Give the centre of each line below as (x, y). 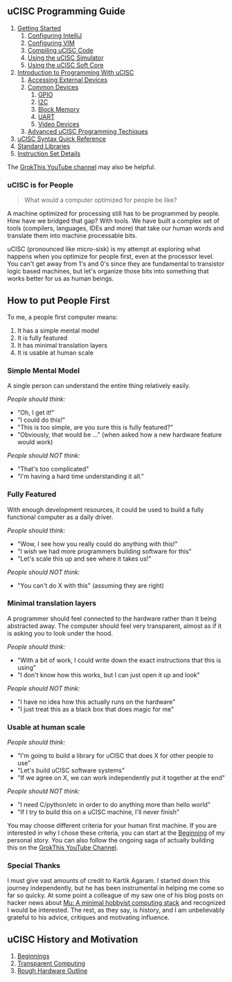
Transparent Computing (51, 963)
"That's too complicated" (53, 469)
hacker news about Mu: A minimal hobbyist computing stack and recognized (116, 903)
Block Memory (59, 109)
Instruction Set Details (49, 153)
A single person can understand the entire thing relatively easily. (99, 386)
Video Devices (59, 124)
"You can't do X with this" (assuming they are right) (90, 585)
